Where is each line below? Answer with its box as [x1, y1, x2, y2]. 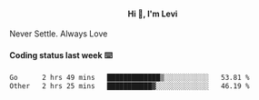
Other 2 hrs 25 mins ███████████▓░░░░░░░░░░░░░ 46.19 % [9, 82, 250, 91]
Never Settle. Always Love [9, 28, 108, 39]
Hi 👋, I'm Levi [127, 8, 178, 19]
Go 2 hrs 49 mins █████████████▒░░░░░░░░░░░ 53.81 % [9, 74, 250, 83]
